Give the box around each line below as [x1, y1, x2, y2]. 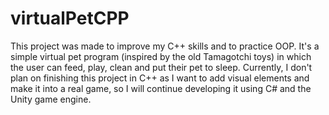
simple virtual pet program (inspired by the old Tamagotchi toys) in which [10, 50, 312, 62]
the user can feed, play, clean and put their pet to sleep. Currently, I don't [10, 61, 313, 73]
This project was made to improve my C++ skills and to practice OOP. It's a [10, 40, 320, 52]
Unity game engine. [10, 93, 92, 105]
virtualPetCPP [10, 7, 130, 30]
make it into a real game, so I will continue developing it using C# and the [10, 82, 312, 94]
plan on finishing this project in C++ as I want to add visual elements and [10, 72, 310, 84]
